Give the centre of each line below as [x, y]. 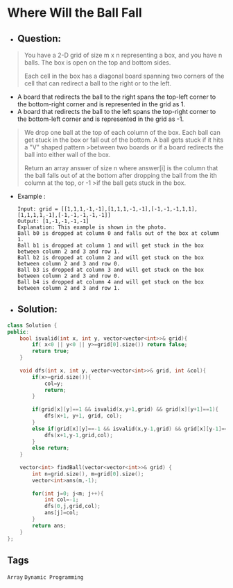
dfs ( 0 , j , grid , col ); [72, 506]
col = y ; [54, 384]
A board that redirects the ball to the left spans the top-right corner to [116, 112]
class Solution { [32, 325]
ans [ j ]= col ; [61, 513]
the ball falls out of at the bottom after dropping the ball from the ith [120, 175]
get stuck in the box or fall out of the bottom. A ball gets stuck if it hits [124, 140]
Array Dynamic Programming [45, 578]
